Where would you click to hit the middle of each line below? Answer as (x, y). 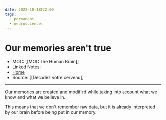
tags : (11, 14)
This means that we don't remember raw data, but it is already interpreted (80, 107)
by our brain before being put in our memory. (51, 112)
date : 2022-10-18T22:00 (30, 10)
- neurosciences (26, 24)
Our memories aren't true (58, 48)
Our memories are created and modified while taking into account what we (81, 92)
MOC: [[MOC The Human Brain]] (45, 62)
